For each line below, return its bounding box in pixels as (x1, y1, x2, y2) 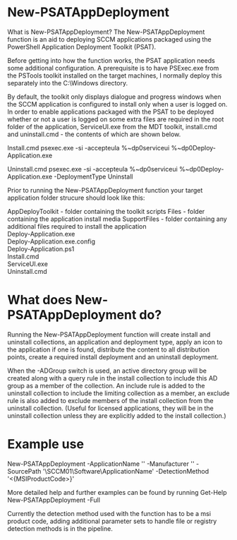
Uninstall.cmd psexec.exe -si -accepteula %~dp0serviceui (7, 164, 178, 173)
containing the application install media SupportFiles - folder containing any (7, 215, 227, 223)
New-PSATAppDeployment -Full (7, 496, 101, 504)
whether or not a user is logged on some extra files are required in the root (7, 114, 224, 124)
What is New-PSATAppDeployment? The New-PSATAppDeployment (7, 28, 205, 36)
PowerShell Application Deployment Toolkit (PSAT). (7, 42, 157, 51)
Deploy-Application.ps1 (7, 244, 75, 253)
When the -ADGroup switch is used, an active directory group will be (7, 366, 207, 375)
